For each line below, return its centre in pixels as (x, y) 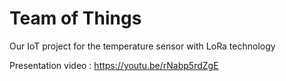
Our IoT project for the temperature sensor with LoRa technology (142, 46)
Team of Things (75, 18)
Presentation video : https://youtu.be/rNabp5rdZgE (114, 65)
